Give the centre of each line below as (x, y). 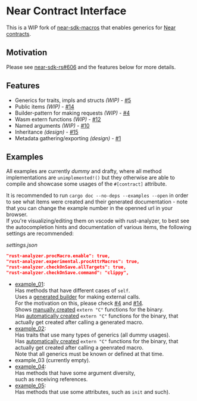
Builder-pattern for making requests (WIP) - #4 (72, 113)
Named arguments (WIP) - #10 (52, 125)
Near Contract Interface (66, 11)
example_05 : (30, 385)
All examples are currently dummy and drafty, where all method (84, 171)
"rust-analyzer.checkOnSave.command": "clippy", (68, 273)
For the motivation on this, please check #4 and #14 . (79, 303)
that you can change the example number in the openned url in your (90, 208)
